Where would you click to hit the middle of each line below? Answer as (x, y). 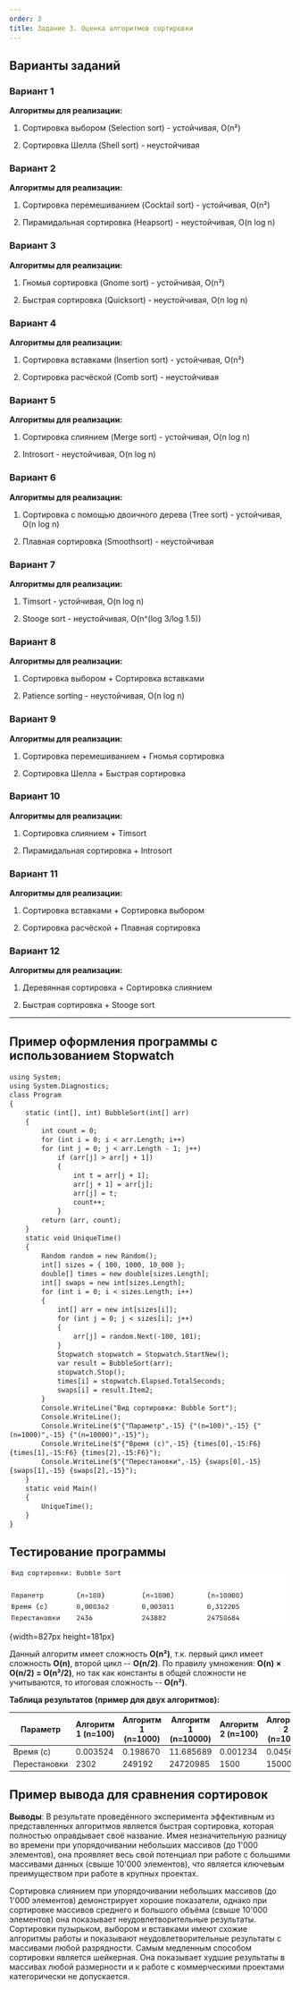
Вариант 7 (33, 564)
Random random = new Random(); (100, 1257)
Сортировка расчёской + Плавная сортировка (111, 928)
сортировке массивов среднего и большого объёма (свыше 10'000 (138, 1910)
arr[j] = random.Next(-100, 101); (137, 1337)
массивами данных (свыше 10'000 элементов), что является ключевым (147, 1864)
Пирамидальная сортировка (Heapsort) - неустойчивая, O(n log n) (149, 223)
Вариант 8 (33, 641)
